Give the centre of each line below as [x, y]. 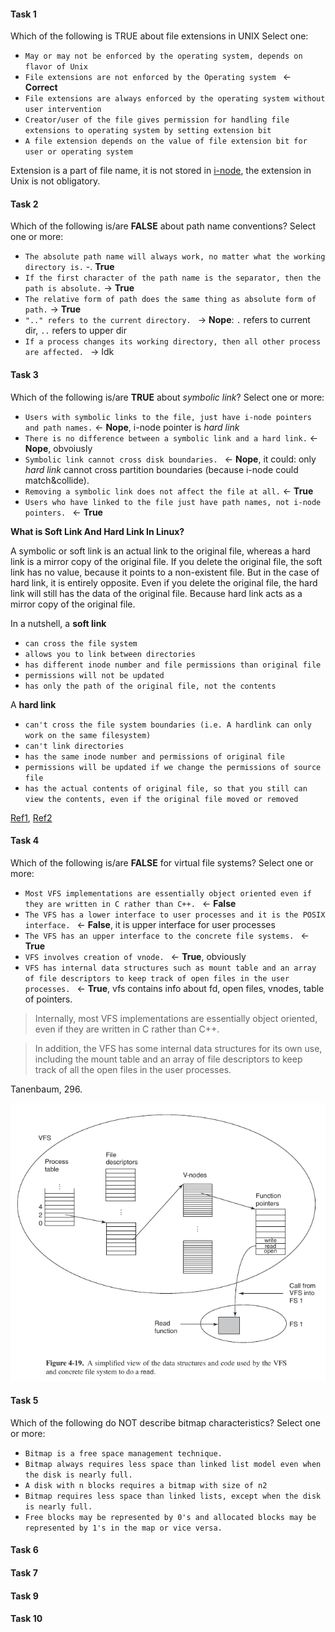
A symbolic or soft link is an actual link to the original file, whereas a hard [160, 551]
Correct [41, 87]
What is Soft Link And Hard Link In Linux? [97, 531]
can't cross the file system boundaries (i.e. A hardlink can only [168, 725]
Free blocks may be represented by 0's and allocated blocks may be [170, 1517]
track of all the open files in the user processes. [133, 1069]
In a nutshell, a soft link [58, 623]
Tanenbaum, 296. [46, 1089]
